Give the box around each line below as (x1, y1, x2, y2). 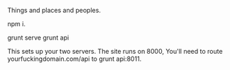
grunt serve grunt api (7, 33, 70, 42)
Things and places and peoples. (7, 6, 102, 14)
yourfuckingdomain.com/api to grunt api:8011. (7, 54, 142, 63)
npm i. (7, 20, 26, 28)
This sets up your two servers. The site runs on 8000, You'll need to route (7, 47, 223, 55)
